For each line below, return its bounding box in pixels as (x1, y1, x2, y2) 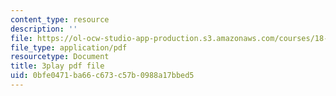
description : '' (10, 24, 78, 34)
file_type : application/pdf (10, 42, 128, 53)
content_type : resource (10, 14, 110, 25)
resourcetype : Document (10, 52, 110, 62)
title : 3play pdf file (10, 61, 105, 71)
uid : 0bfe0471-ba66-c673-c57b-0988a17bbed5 (10, 71, 195, 81)
